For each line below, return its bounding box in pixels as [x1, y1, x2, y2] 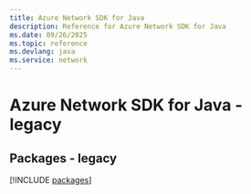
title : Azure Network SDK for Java [9, 13, 145, 23]
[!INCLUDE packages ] [9, 175, 92, 185]
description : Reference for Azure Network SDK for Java [9, 22, 226, 31]
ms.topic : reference [9, 38, 89, 48]
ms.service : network [9, 56, 89, 65]
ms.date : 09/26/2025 [9, 30, 89, 39]
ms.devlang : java [9, 47, 76, 56]
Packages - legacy [9, 150, 117, 166]
